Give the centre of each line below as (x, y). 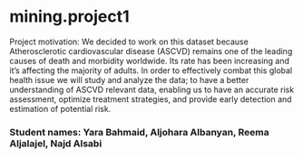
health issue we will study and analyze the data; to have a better (129, 79)
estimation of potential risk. (60, 108)
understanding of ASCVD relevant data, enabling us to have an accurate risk (152, 89)
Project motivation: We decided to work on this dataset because (129, 42)
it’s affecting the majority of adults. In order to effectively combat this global (151, 70)
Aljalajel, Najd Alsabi (56, 144)
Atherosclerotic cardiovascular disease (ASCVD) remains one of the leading (151, 51)
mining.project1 (69, 17)
